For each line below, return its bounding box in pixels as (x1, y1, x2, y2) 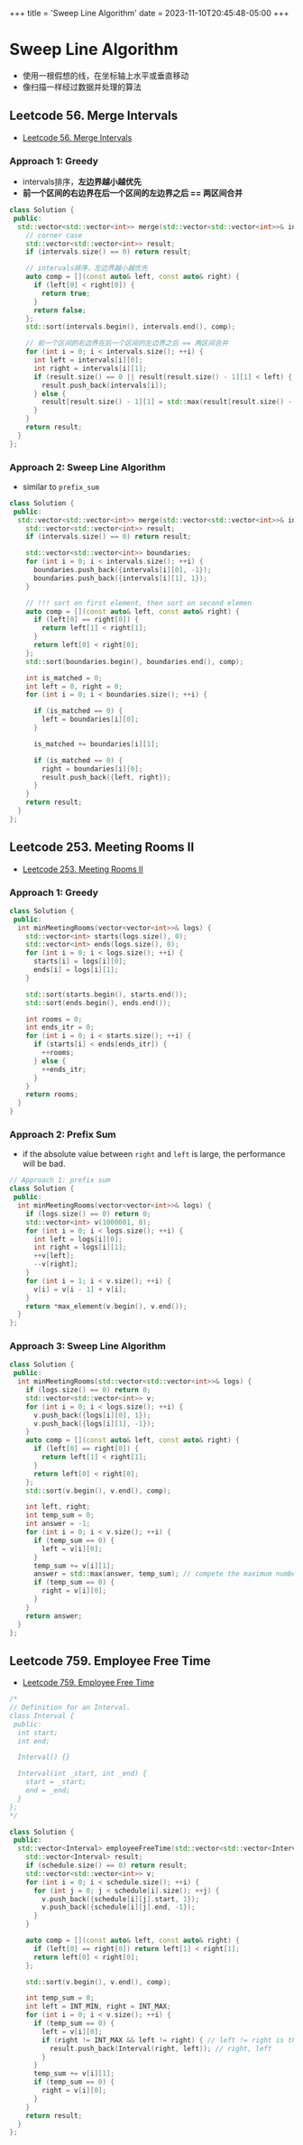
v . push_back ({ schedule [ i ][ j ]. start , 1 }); (41, 1894, 200, 1903)
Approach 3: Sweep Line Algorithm (9, 1340, 167, 1353)
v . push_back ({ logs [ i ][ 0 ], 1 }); (32, 1410, 151, 1419)
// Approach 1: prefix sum (9, 1176, 111, 1185)
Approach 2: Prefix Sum (9, 1128, 116, 1141)
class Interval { (9, 1711, 75, 1720)
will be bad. (22, 1159, 66, 1170)
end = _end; (25, 1786, 70, 1795)
